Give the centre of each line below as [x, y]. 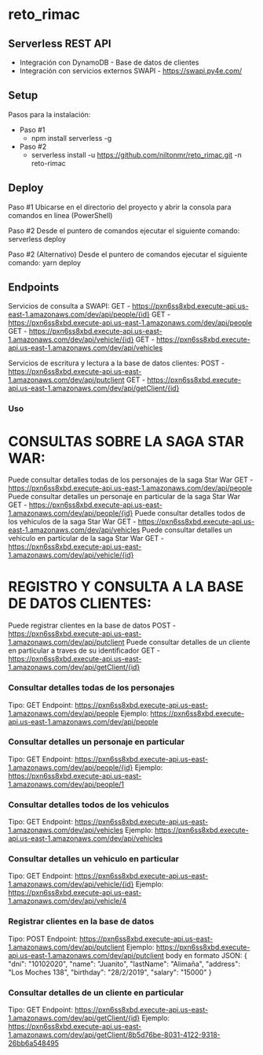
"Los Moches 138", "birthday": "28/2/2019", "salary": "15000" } [110, 972]
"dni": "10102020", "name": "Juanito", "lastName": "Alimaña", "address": [124, 964]
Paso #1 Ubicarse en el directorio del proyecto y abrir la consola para [120, 207]
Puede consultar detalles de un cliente [188, 642]
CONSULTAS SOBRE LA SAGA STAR [126, 441]
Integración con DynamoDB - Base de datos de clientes [109, 62]
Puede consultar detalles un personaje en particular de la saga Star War [124, 497]
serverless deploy [37, 239]
